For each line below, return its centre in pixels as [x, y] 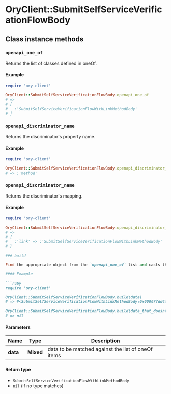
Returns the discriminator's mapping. [44, 196]
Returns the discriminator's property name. [50, 136]
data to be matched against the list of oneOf [100, 349]
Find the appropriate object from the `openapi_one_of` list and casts [83, 265]
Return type [18, 369]
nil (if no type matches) [38, 386]
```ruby [13, 283]
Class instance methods [45, 39]
